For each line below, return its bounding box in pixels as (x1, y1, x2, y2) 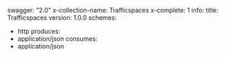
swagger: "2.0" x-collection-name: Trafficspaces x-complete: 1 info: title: (7, 6, 219, 14)
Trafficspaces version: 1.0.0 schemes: (7, 13, 117, 22)
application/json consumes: (17, 34, 98, 43)
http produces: (17, 27, 61, 35)
